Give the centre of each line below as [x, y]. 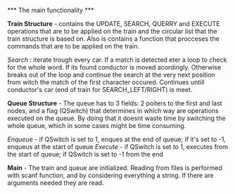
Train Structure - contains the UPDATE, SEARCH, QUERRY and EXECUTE [114, 24]
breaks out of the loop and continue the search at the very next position [112, 75]
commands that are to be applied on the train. [74, 46]
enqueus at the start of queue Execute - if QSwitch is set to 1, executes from [118, 147]
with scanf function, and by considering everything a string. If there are [111, 175]
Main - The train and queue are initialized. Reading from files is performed [115, 168]
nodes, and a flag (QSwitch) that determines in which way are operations [113, 111]
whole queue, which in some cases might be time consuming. [97, 125]
